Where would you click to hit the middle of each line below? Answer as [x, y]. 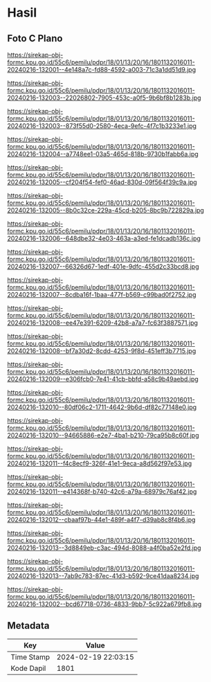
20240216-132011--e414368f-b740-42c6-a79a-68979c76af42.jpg [102, 492]
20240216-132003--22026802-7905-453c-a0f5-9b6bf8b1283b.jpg [104, 98]
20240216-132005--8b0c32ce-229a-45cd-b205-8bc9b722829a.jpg [105, 210]
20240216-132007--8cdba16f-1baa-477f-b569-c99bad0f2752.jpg [102, 295]
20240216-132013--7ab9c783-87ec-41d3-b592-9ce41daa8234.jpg [103, 576]
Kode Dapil [28, 668]
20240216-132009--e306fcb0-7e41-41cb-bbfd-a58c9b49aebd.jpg [103, 379]
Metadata [28, 626]
